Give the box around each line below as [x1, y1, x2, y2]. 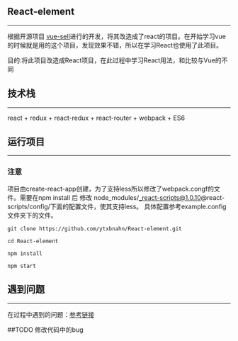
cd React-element [7, 237, 59, 245]
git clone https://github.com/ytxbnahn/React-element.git [7, 225, 182, 233]
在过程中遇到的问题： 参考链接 [7, 310, 94, 318]
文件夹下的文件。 [7, 211, 57, 219]
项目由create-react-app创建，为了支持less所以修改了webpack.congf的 [7, 184, 215, 193]
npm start [7, 262, 37, 269]
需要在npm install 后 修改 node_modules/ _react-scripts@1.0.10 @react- [19, 193, 225, 201]
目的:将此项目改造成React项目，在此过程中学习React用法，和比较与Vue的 [7, 56, 222, 65]
